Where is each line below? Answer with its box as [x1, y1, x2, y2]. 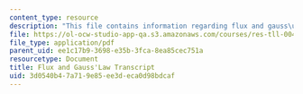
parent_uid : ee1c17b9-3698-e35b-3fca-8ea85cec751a [9, 47, 204, 56]
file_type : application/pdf [9, 38, 115, 47]
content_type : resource [9, 13, 99, 22]
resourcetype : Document [9, 55, 99, 64]
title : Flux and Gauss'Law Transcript [9, 64, 155, 73]
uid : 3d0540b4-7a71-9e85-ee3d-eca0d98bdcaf [9, 72, 176, 81]
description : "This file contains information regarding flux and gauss [9, 21, 289, 30]
